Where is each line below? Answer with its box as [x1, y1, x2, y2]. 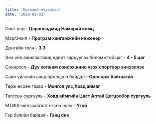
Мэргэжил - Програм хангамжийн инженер [5, 35, 101, 41]
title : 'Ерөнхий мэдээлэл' [5, 7, 61, 12]
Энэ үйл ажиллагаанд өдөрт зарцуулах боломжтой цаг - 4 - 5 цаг [5, 54, 146, 60]
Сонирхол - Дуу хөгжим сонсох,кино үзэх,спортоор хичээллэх [5, 64, 145, 70]
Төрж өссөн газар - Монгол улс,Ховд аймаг [5, 83, 101, 89]
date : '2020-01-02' [5, 12, 46, 17]
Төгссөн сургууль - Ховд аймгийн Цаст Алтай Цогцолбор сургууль [5, 93, 151, 99]
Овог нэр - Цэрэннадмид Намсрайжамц [5, 25, 94, 31]
